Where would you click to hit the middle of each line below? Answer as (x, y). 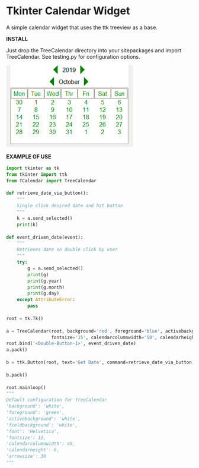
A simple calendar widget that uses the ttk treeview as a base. (82, 27)
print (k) (28, 224)
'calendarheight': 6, (33, 450)
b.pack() (17, 375)
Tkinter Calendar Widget (68, 11)
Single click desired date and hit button (70, 206)
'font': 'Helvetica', (33, 431)
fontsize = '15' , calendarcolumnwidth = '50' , (105, 337)
